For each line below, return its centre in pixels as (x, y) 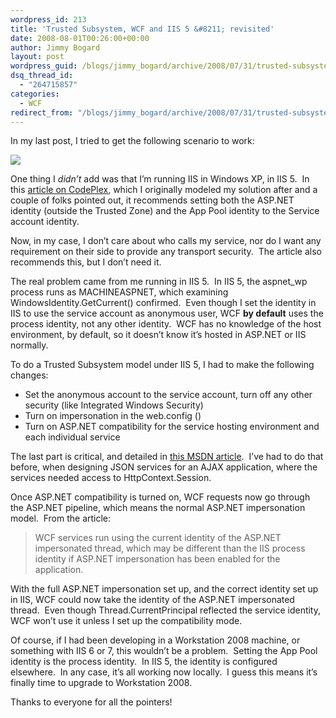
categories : (35, 94)
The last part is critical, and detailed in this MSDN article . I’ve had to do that (167, 457)
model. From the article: (61, 518)
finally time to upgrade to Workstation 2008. (101, 683)
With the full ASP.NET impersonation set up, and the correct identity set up (164, 589)
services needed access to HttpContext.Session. (111, 478)
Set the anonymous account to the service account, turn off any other (168, 395)
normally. (29, 345)
